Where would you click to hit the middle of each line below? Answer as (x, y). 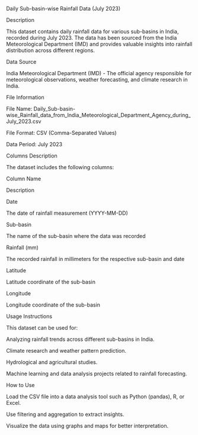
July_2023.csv (24, 121)
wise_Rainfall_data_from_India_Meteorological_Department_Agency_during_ (98, 115)
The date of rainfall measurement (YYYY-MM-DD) (67, 213)
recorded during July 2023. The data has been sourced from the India (92, 38)
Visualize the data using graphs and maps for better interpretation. (87, 426)
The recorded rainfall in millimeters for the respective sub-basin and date (95, 259)
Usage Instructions (29, 316)
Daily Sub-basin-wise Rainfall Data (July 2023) (63, 9)
